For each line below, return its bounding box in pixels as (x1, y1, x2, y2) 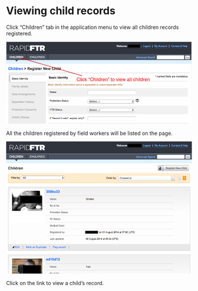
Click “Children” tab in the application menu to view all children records (6, 24, 179, 31)
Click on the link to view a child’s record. (6, 279, 104, 286)
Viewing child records (6, 4, 116, 18)
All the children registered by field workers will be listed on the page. (6, 130, 173, 137)
